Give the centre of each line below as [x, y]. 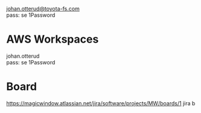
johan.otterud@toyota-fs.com [43, 9]
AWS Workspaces [53, 39]
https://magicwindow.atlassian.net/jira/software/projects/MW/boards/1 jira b [101, 103]
